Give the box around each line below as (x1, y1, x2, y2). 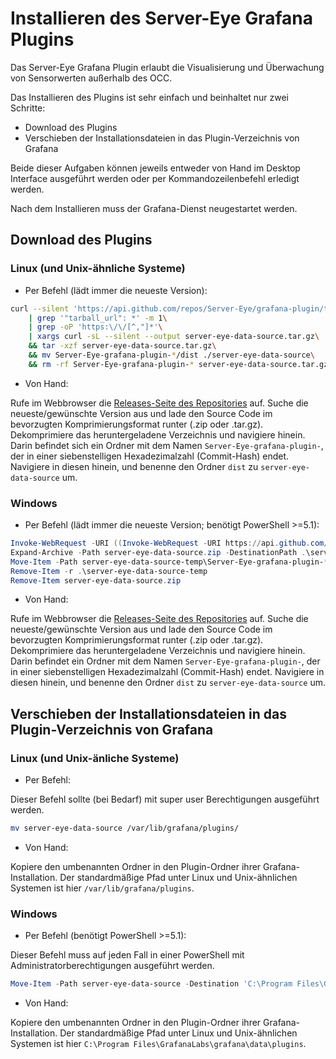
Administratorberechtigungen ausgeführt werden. (10, 960, 215, 972)
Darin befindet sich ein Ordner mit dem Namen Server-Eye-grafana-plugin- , (10, 439, 324, 451)
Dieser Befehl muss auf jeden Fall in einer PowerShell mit (10, 949, 245, 961)
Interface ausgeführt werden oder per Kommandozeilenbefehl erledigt (10, 172, 300, 184)
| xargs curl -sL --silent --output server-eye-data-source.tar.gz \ (28, 332, 320, 342)
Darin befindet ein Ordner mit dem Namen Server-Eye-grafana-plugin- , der (10, 655, 321, 667)
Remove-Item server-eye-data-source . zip (10, 575, 182, 586)
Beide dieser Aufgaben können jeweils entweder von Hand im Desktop (10, 162, 301, 174)
